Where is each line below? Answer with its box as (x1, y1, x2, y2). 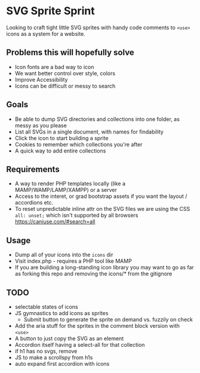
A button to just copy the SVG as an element (14, 335, 124, 342)
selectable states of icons (14, 303, 79, 310)
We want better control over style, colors (14, 70, 115, 77)
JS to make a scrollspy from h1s (14, 354, 93, 361)
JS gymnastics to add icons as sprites (14, 310, 109, 316)
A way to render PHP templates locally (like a (14, 180, 126, 187)
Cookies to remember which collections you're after (14, 141, 143, 148)
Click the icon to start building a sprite (14, 134, 109, 141)
